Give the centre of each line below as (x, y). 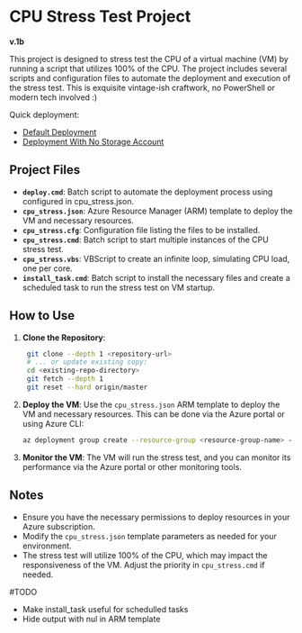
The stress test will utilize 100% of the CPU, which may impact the (145, 555)
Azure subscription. (59, 526)
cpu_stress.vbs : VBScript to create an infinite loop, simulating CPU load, (156, 258)
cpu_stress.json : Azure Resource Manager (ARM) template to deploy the (157, 211)
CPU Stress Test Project (100, 17)
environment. (47, 546)
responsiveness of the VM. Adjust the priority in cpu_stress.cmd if (143, 565)
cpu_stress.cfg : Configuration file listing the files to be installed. (141, 230)
